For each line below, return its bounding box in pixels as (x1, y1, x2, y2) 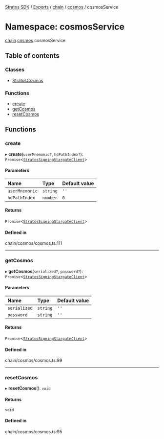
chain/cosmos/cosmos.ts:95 (5, 428, 62, 435)
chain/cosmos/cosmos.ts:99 (5, 357, 62, 364)
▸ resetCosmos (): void (5, 385, 51, 391)
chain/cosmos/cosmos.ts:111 (5, 240, 62, 246)
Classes (5, 66, 25, 73)
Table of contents (5, 51, 60, 60)
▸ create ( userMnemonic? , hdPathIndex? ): (5, 151, 83, 157)
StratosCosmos (12, 77, 43, 83)
